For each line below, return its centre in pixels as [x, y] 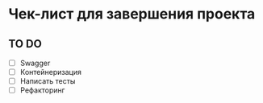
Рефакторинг [42, 90]
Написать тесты [48, 81]
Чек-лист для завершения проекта [132, 14]
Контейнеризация [51, 72]
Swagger [35, 63]
